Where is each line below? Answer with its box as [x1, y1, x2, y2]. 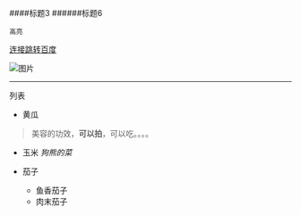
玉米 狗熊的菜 [21, 147, 73, 158]
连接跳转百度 [9, 44, 56, 54]
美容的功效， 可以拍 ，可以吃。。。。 [30, 128, 154, 138]
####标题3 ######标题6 [9, 8, 103, 18]
